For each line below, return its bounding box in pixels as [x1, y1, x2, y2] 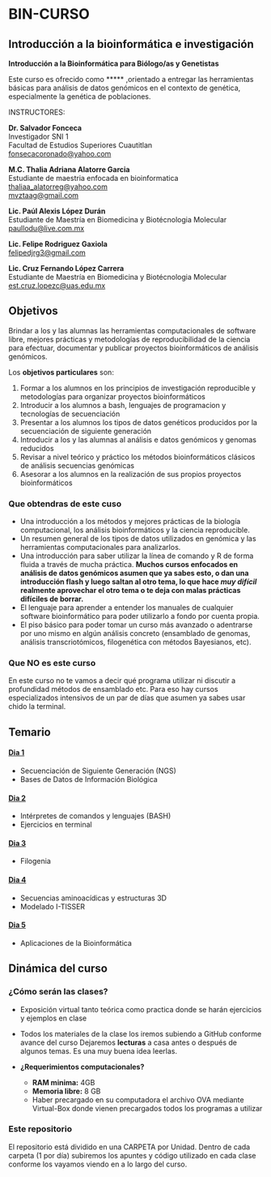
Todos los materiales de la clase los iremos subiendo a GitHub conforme [19, 1029, 262, 1038]
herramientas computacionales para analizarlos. [19, 543, 181, 552]
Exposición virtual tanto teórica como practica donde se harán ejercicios [19, 1004, 262, 1014]
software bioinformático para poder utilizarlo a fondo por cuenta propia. [19, 612, 260, 621]
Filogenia [19, 857, 51, 866]
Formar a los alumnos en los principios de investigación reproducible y [19, 383, 256, 393]
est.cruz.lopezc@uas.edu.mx [8, 281, 106, 290]
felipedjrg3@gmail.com [8, 248, 87, 257]
